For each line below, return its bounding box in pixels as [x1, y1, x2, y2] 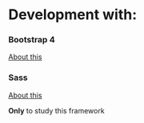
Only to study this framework [8, 105, 106, 115]
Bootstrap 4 [8, 34, 56, 46]
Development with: [8, 6, 138, 24]
